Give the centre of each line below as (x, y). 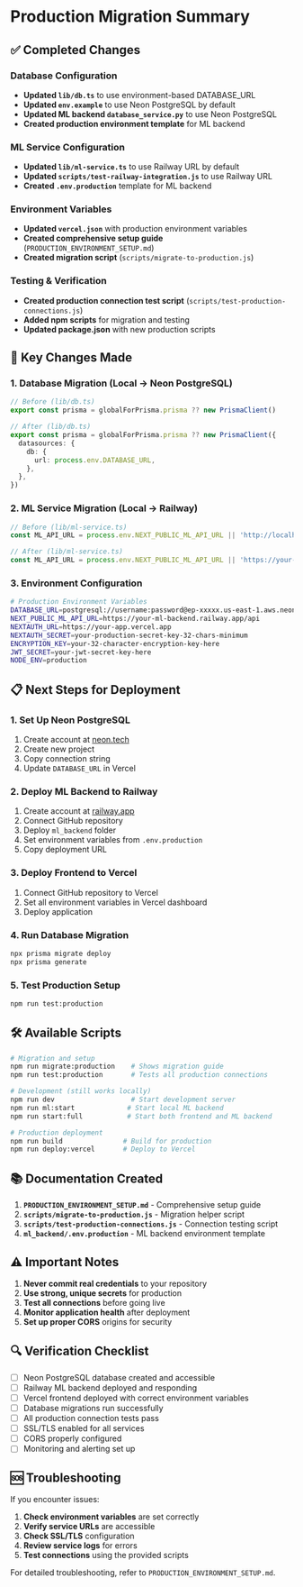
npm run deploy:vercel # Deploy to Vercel (103, 1149)
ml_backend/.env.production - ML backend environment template (144, 1234)
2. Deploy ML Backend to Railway (84, 791)
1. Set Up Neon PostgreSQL (71, 720)
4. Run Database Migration (70, 935)
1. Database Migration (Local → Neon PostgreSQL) (121, 383)
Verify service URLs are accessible (89, 1527)
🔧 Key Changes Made (71, 358)
